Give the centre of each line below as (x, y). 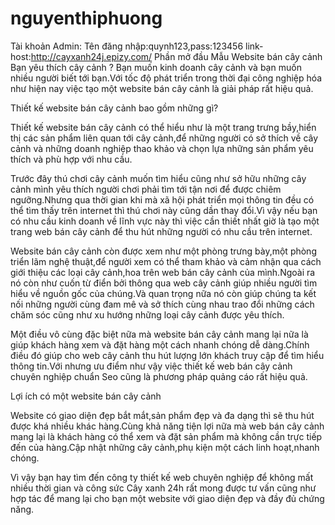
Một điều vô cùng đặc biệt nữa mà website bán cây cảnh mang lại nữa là (159, 334)
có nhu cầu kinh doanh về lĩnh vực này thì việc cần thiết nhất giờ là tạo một (165, 221)
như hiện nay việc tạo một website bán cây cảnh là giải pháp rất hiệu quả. (162, 88)
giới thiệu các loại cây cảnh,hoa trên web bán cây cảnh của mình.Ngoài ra (163, 272)
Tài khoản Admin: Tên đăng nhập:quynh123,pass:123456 (127, 46)
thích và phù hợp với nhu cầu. (71, 159)
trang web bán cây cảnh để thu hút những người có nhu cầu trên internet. (161, 231)
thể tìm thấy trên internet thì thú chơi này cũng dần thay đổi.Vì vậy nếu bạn (164, 210)
